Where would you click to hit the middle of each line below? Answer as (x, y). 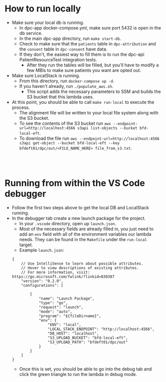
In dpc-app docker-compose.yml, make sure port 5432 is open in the (90, 27)
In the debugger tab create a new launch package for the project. (79, 218)
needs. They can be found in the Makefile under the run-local (83, 239)
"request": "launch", (61, 307)
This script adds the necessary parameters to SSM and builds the (94, 91)
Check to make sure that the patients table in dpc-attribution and (87, 43)
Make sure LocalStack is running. (46, 75)
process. (21, 107)
